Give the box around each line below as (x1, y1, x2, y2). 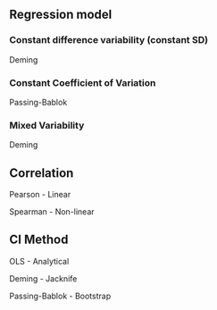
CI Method (9, 232, 69, 247)
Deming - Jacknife (9, 272, 78, 284)
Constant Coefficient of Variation (9, 76, 156, 88)
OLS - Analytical (9, 256, 70, 266)
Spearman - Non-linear (9, 206, 96, 217)
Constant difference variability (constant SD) (9, 34, 208, 46)
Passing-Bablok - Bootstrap (9, 290, 112, 301)
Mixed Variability (9, 119, 85, 131)
